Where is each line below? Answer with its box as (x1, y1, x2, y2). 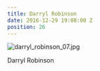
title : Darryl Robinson (7, 10, 77, 18)
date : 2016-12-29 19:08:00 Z (7, 17, 93, 24)
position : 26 (7, 23, 46, 30)
